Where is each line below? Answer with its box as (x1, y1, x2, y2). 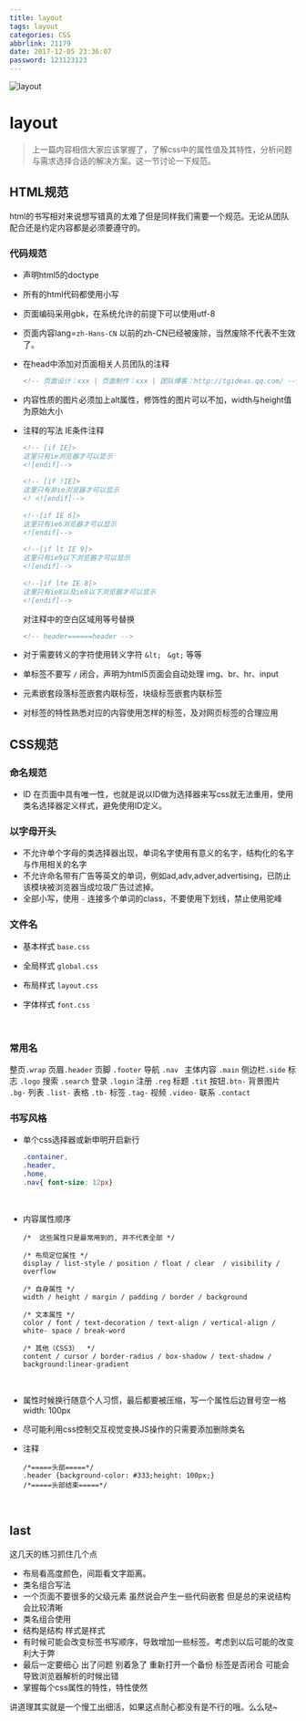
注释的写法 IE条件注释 (22, 425, 105, 436)
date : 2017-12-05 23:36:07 (9, 47, 112, 57)
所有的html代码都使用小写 (22, 289, 120, 300)
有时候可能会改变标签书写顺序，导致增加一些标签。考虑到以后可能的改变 (22, 1636, 294, 1647)
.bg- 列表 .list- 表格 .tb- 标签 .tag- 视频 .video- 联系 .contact (9, 1087, 250, 1097)
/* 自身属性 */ (22, 1284, 76, 1293)
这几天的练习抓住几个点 (9, 1548, 97, 1560)
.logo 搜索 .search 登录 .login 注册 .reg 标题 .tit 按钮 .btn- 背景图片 (19, 1075, 280, 1086)
